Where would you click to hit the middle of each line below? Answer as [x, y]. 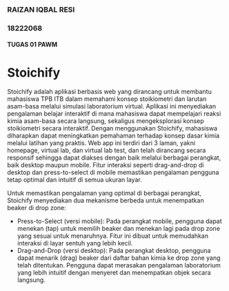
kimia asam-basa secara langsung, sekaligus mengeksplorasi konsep [106, 121]
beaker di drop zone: [37, 208]
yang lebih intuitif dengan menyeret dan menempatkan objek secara [114, 273]
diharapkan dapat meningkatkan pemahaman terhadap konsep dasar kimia [113, 135]
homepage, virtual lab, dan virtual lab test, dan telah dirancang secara [107, 151]
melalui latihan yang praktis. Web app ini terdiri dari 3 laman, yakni [101, 143]
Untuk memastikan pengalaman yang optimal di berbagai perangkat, [104, 193]
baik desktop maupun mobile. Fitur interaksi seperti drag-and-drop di [106, 165]
